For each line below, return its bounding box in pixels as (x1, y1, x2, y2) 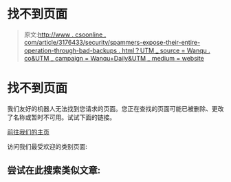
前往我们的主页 (7, 128, 49, 136)
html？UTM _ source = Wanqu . (121, 46, 211, 54)
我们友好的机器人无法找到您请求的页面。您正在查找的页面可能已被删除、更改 (7, 104, 224, 112)
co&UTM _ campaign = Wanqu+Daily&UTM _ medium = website (23, 54, 205, 62)
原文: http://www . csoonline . (23, 30, 107, 39)
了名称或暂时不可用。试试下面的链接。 (7, 113, 115, 121)
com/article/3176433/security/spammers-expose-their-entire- (23, 38, 201, 46)
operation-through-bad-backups (23, 46, 118, 54)
